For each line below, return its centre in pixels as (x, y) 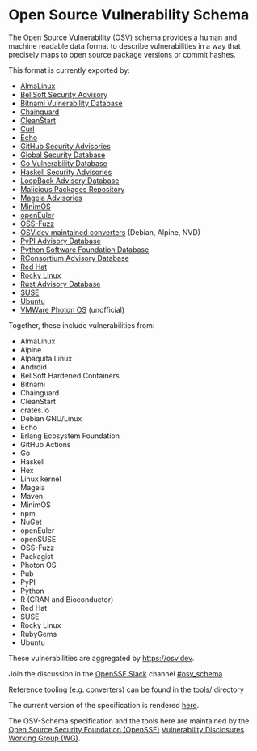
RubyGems (38, 634)
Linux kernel (41, 479)
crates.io (35, 410)
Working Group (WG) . (44, 738)
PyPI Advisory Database (60, 241)
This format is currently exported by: (70, 70)
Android (33, 367)
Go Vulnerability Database (63, 163)
